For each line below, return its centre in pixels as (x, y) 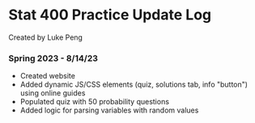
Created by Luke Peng (46, 37)
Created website (47, 76)
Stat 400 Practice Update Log (110, 15)
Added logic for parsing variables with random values (109, 110)
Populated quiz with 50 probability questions (95, 102)
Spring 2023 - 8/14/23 (53, 58)
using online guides (53, 93)
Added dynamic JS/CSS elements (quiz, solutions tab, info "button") (134, 85)
